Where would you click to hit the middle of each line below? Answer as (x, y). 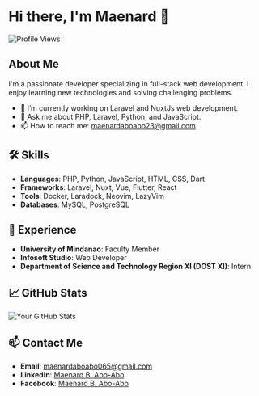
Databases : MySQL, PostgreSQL (75, 204)
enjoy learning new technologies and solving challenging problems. (121, 92)
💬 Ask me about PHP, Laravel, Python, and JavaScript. (110, 116)
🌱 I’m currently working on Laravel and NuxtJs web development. (129, 107)
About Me (34, 64)
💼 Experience (42, 230)
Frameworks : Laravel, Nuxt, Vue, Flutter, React (98, 187)
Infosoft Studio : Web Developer (73, 258)
